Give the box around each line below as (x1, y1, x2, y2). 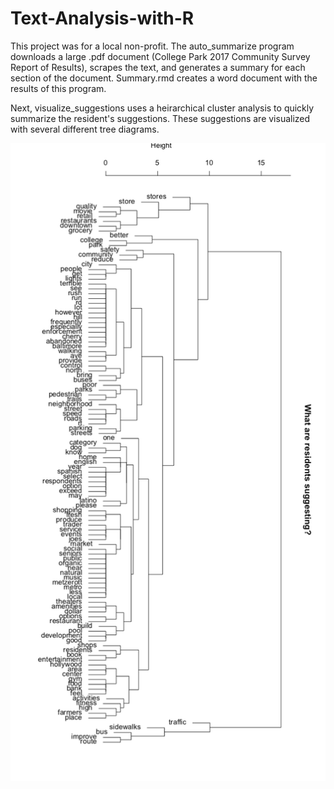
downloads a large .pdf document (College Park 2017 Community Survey (10, 50, 311, 62)
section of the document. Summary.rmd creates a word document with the (10, 72, 318, 84)
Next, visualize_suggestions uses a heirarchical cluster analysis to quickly (10, 102, 315, 114)
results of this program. (10, 82, 107, 94)
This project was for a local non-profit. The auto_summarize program (10, 40, 295, 52)
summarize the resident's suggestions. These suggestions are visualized (10, 112, 311, 124)
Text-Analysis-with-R (10, 7, 195, 30)
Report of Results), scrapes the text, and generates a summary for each (10, 61, 306, 73)
